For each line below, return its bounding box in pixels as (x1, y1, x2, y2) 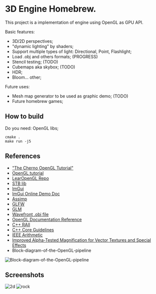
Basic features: (5, 29, 35, 34)
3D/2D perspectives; (12, 38, 54, 44)
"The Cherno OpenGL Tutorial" (12, 165, 74, 171)
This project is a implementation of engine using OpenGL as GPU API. (5, 19, 143, 25)
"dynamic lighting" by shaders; (12, 43, 74, 49)
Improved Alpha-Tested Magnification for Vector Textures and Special (12, 237, 151, 243)
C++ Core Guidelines (12, 227, 54, 232)
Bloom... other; (12, 74, 42, 80)
